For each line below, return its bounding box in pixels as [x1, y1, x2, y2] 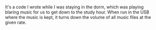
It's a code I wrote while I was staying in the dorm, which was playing [5, 4, 144, 10]
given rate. [5, 19, 27, 25]
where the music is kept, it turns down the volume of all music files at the [5, 15, 152, 20]
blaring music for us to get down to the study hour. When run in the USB [5, 9, 150, 15]
